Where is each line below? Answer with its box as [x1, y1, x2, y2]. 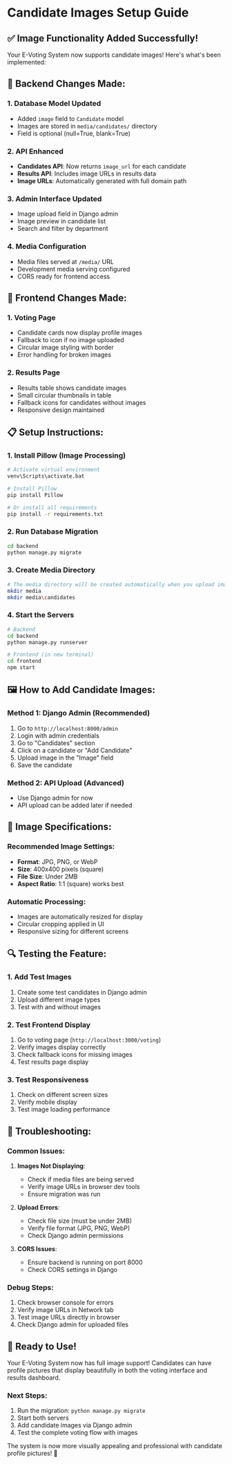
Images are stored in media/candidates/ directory [17, 122, 157, 130]
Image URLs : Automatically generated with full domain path [17, 176, 187, 185]
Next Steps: [7, 1391, 48, 1400]
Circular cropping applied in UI [17, 919, 105, 928]
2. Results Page [7, 368, 61, 377]
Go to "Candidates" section [17, 738, 95, 747]
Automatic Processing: [7, 897, 86, 906]
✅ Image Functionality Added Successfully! [7, 32, 199, 44]
